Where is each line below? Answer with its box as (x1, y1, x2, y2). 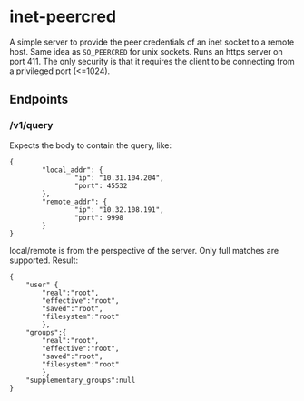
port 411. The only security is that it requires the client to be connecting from (9, 55, 295, 66)
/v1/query (9, 119, 54, 132)
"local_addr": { (42, 165, 103, 175)
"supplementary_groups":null (25, 376, 136, 385)
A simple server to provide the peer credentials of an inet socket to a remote (9, 36, 295, 47)
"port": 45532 (74, 181, 128, 190)
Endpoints (9, 92, 69, 107)
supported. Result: (9, 255, 79, 266)
